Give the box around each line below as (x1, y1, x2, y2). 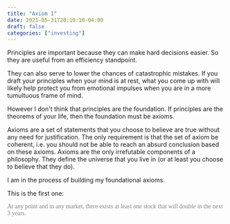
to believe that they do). (7, 162, 75, 171)
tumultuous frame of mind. (7, 92, 83, 100)
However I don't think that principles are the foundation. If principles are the (7, 105, 224, 113)
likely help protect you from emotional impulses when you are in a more (7, 84, 211, 92)
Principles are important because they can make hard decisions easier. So (7, 49, 219, 57)
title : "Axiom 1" (7, 10, 57, 17)
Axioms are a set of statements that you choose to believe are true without (7, 126, 220, 134)
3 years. (7, 209, 26, 217)
